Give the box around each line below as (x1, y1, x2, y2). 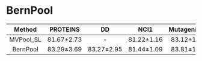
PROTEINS (49, 25, 80, 33)
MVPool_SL (9, 35, 42, 44)
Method (14, 25, 37, 33)
